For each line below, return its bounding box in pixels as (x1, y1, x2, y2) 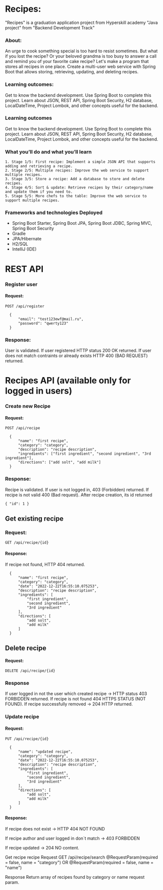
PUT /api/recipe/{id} (5, 736, 49, 741)
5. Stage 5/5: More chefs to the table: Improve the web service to (5, 194, 147, 199)
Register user (5, 281, 38, 288)
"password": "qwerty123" (18, 321, 69, 326)
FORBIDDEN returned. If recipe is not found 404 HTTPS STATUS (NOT (5, 696, 146, 702)
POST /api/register (5, 304, 45, 309)
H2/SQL (12, 241, 28, 247)
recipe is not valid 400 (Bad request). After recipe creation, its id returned (5, 492, 152, 498)
